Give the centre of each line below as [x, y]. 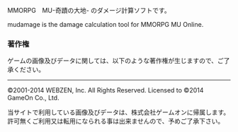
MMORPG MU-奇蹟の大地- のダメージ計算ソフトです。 [89, 10]
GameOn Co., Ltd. [33, 98]
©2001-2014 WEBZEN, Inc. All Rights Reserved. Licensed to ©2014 [106, 90]
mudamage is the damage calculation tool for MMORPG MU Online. [106, 24]
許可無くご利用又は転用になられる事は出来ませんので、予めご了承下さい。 [116, 121]
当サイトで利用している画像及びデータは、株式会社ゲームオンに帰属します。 [119, 112]
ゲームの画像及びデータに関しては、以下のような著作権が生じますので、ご [116, 61]
